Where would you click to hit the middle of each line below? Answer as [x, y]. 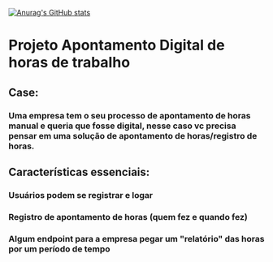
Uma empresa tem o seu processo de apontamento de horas [130, 115]
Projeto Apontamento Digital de [117, 45]
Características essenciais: [79, 172]
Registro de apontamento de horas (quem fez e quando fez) [128, 217]
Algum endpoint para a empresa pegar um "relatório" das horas [136, 238]
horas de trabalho [69, 63]
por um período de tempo [60, 249]
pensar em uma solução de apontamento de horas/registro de [133, 135]
